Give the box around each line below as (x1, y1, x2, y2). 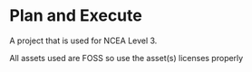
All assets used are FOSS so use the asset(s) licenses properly (9, 52, 244, 63)
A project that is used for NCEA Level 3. (9, 35, 158, 46)
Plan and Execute (9, 5, 142, 26)
